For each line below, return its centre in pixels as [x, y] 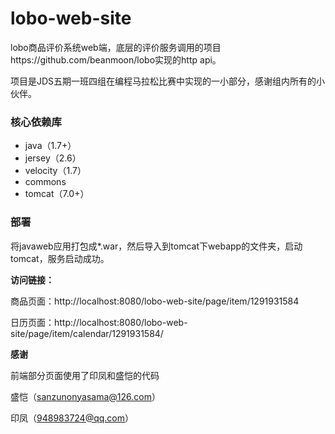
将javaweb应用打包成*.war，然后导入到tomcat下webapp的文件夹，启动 [156, 246]
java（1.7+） [50, 146]
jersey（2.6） [53, 158]
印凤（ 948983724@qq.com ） [72, 418]
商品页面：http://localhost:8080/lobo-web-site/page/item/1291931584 [155, 301]
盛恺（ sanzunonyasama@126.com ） [85, 396]
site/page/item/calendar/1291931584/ [87, 333]
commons [45, 182]
